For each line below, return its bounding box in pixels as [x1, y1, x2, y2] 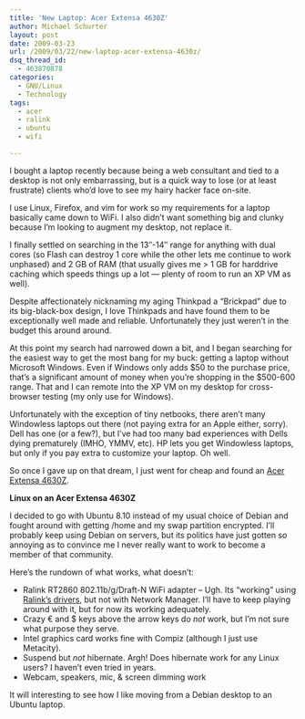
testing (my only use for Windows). [42, 391, 174, 401]
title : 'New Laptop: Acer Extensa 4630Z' [9, 13, 169, 23]
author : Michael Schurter [9, 22, 107, 31]
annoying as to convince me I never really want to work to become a [9, 539, 266, 550]
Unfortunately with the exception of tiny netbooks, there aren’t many [9, 408, 266, 420]
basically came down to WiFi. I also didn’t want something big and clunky [9, 212, 284, 223]
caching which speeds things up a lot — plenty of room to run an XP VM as [9, 268, 291, 279]
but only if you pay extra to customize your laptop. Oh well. [9, 447, 230, 458]
